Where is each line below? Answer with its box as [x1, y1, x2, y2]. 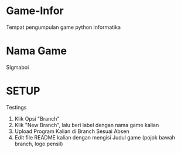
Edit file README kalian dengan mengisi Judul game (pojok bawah [14, 134, 176, 141]
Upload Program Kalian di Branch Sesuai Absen [14, 128, 130, 135]
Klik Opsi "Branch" [14, 115, 60, 122]
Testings [6, 104, 27, 111]
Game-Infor [6, 4, 64, 18]
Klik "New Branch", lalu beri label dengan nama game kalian [14, 121, 159, 128]
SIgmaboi [6, 64, 29, 71]
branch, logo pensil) [14, 140, 63, 147]
